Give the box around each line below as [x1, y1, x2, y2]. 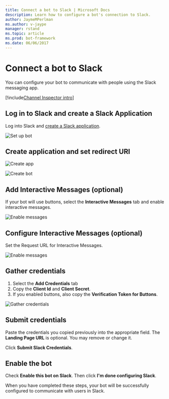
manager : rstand [5, 26, 40, 32]
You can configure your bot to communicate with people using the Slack [5, 79, 156, 85]
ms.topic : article [5, 31, 44, 36]
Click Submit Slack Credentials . [5, 344, 73, 351]
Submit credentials [5, 316, 67, 324]
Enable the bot [5, 359, 52, 367]
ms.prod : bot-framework [5, 36, 56, 41]
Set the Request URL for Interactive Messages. [5, 242, 103, 248]
